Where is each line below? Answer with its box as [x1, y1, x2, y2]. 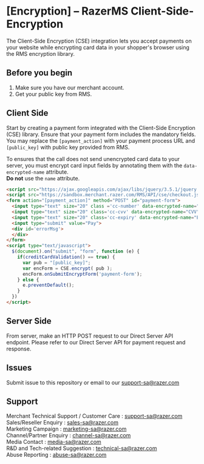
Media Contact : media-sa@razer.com [6, 438, 101, 446]
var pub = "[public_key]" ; [22, 259, 91, 265]
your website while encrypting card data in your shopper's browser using [6, 44, 190, 51]
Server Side [6, 316, 52, 326]
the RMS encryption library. [6, 50, 75, 57]
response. [6, 345, 32, 352]
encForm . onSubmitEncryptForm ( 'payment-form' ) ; [22, 271, 143, 277]
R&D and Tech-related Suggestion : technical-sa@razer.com [6, 445, 157, 452]
